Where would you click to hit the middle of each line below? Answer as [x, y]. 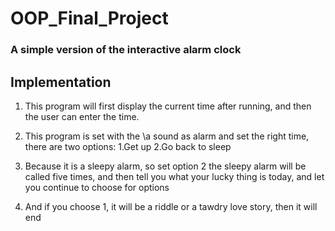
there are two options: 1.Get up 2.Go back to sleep [128, 146]
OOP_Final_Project [89, 18]
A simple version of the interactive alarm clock [126, 50]
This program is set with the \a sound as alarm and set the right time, [167, 136]
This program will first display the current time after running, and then [168, 106]
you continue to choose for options [97, 187]
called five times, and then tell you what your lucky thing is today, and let [174, 176]
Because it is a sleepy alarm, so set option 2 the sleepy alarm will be [165, 166]
